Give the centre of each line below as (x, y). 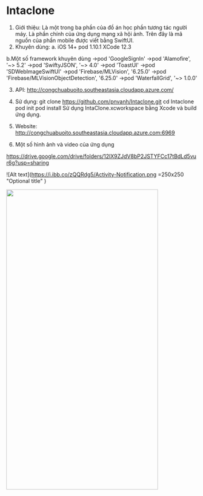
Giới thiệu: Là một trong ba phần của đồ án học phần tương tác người (101, 27)
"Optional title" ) (26, 181)
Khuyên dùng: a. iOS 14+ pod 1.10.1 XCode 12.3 (73, 47)
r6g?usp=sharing (28, 162)
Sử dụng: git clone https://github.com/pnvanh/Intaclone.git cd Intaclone (105, 102)
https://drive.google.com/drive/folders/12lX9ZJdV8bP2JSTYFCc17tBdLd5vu (101, 156)
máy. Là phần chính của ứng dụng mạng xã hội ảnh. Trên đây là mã (99, 33)
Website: (26, 126)
